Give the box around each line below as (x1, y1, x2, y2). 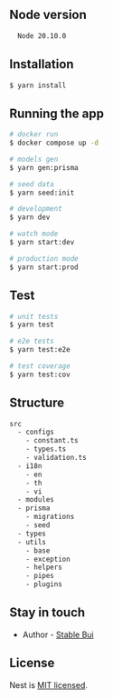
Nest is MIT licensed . (9, 679, 89, 690)
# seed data (9, 179, 54, 189)
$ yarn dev (9, 213, 51, 222)
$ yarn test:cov (9, 370, 71, 379)
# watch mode (9, 229, 59, 239)
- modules (17, 495, 54, 504)
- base (25, 545, 51, 555)
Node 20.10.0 (17, 31, 67, 40)
